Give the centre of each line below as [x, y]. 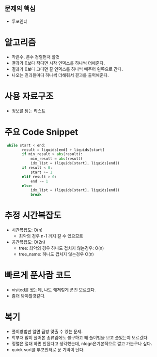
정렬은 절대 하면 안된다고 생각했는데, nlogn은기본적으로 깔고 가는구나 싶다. [82, 343]
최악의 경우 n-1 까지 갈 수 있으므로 [51, 236]
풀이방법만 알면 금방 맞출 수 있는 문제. [47, 331]
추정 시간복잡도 [33, 216]
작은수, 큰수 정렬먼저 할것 [36, 57]
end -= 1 [39, 181]
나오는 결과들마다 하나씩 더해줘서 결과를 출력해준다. [60, 75]
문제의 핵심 [20, 9]
